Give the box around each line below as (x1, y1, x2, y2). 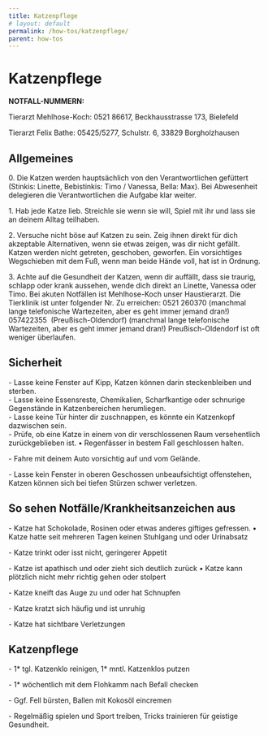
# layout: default (8, 19, 71, 28)
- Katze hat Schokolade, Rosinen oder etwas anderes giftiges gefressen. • (8, 523, 257, 533)
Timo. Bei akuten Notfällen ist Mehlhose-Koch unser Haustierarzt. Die (8, 289, 241, 299)
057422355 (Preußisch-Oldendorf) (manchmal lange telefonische (8, 315, 230, 325)
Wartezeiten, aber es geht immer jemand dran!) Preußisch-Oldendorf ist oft (8, 324, 260, 333)
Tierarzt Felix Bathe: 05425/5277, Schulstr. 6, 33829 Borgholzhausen (8, 128, 240, 138)
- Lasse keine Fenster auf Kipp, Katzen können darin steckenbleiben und (8, 377, 252, 387)
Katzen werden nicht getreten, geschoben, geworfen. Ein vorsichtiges (8, 248, 242, 257)
